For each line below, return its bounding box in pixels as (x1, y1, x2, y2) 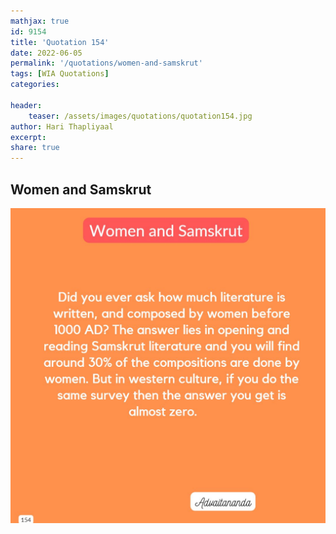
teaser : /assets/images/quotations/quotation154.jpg (28, 111, 253, 121)
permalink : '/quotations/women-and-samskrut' (10, 58, 203, 69)
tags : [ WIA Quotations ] (10, 69, 110, 79)
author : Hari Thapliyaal (10, 121, 114, 132)
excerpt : (10, 132, 47, 142)
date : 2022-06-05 (10, 48, 83, 58)
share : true (10, 143, 60, 153)
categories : (10, 80, 60, 90)
